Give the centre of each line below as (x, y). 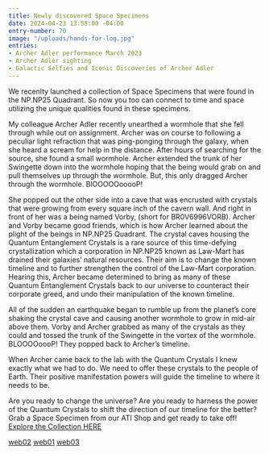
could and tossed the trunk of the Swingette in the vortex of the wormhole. (132, 335)
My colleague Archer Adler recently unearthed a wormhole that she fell (126, 124)
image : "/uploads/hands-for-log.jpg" (72, 38)
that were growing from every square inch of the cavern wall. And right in (130, 208)
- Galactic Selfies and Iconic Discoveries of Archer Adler (112, 69)
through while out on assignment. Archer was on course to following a (125, 132)
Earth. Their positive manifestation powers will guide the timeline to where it (134, 377)
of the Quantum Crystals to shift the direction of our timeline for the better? (133, 409)
